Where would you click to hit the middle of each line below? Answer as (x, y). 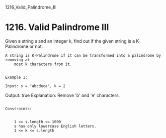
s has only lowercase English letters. (55, 126)
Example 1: (16, 77)
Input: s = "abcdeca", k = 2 (35, 86)
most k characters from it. (43, 64)
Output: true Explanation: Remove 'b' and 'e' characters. (63, 95)
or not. (36, 46)
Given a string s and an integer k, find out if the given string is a (70, 41)
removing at (17, 60)
